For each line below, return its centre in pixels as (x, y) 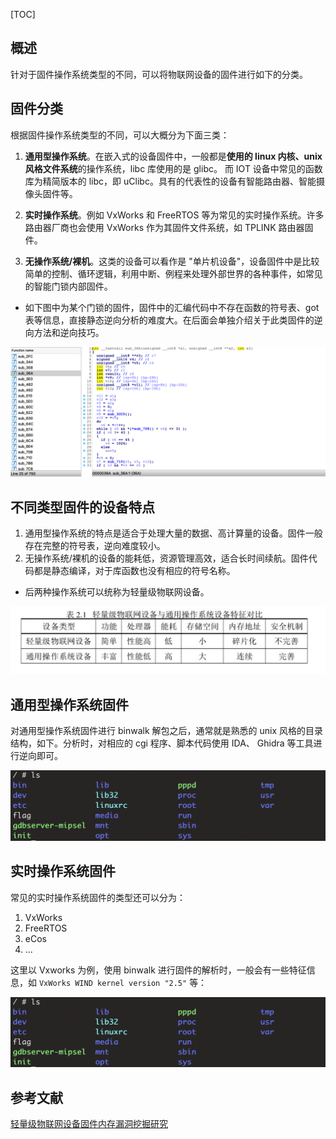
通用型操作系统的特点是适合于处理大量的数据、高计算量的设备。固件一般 (173, 533)
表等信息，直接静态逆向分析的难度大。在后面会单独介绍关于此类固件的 (169, 320)
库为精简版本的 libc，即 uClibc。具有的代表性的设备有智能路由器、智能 (170, 181)
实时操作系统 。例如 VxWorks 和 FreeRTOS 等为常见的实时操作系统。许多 (174, 215)
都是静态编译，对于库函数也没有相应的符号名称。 (134, 571)
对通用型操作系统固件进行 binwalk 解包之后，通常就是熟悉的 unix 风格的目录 (166, 731)
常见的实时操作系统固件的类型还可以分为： (98, 897)
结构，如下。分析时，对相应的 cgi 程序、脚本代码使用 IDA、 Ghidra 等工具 (162, 743)
